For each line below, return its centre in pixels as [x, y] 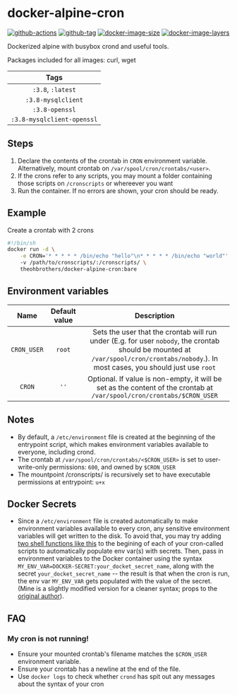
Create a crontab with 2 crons [50, 230]
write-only [32, 467]
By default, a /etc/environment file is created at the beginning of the [116, 437]
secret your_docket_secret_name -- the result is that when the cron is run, [123, 573]
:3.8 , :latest [54, 89]
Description [154, 315]
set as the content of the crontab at [154, 387]
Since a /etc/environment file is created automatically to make [108, 521]
